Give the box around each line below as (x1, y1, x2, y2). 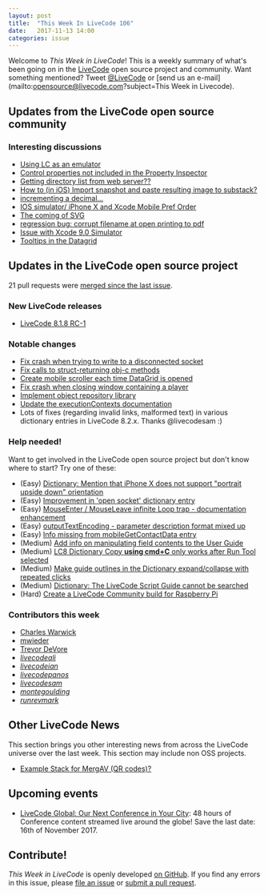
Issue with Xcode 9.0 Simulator (19, 227, 122, 237)
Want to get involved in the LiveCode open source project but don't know (8, 454, 250, 464)
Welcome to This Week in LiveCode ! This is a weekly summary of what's (8, 56, 247, 66)
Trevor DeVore (19, 644, 68, 653)
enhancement (19, 512, 66, 522)
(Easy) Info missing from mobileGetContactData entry (19, 529, 198, 539)
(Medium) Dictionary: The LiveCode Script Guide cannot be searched (19, 580, 249, 590)
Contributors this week (8, 609, 100, 620)
